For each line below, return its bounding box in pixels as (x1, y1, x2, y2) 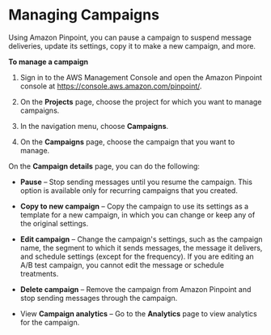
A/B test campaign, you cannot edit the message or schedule (19, 260, 225, 269)
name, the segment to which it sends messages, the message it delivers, (19, 243, 263, 252)
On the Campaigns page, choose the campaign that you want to (19, 136, 235, 147)
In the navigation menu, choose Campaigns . (19, 121, 169, 131)
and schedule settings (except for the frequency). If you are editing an (19, 251, 255, 261)
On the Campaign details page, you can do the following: (8, 161, 201, 171)
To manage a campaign (8, 57, 89, 67)
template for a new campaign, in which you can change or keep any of (19, 209, 256, 220)
